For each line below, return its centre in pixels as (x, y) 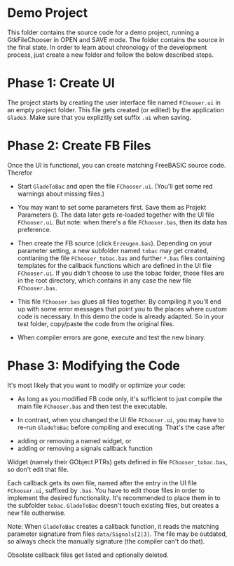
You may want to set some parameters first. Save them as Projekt (112, 207)
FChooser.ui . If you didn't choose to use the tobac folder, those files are (121, 273)
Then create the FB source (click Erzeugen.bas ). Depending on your (115, 243)
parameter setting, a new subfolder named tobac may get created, (113, 250)
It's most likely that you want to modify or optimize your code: (96, 385)
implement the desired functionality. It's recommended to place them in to (114, 498)
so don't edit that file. (38, 469)
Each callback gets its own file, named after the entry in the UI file (102, 483)
